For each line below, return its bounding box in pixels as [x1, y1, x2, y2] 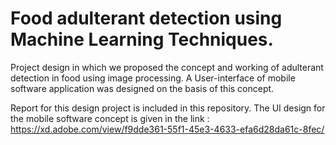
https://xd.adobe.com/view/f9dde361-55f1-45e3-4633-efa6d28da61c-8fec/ [10, 123, 325, 135]
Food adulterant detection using [10, 7, 283, 30]
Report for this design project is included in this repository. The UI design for [10, 102, 326, 114]
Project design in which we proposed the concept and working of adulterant [10, 61, 324, 73]
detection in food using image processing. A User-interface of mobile [10, 72, 296, 84]
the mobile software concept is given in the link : [10, 112, 210, 124]
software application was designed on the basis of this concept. [10, 82, 275, 94]
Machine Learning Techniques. [10, 28, 274, 51]
